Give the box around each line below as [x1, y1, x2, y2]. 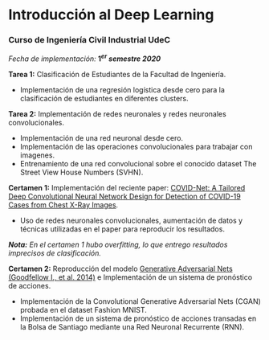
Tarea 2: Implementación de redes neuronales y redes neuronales [8, 109, 226, 119]
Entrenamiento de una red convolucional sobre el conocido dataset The [19, 159, 257, 169]
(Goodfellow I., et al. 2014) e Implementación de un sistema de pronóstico [8, 272, 253, 282]
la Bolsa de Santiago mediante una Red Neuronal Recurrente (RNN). [19, 322, 245, 332]
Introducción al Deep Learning [8, 6, 214, 24]
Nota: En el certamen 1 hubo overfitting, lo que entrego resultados [8, 240, 228, 250]
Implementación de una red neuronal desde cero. [19, 133, 183, 143]
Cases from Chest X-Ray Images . [8, 200, 119, 210]
